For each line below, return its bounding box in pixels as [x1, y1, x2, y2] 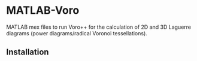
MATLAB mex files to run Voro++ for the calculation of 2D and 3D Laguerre [6, 23, 192, 30]
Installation [6, 47, 49, 57]
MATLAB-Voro [6, 4, 80, 17]
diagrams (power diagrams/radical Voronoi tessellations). [6, 29, 148, 36]
